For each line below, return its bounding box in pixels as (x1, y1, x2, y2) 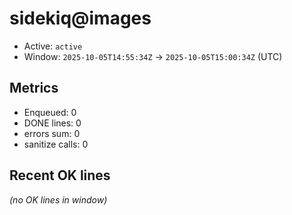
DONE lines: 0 (23, 117, 82, 129)
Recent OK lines (9, 167, 111, 184)
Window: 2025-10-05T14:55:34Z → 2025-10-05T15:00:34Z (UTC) (23, 50, 283, 62)
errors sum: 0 (23, 127, 81, 139)
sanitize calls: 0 (23, 138, 89, 150)
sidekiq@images (9, 7, 152, 30)
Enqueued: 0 (23, 106, 77, 118)
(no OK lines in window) (9, 193, 108, 206)
